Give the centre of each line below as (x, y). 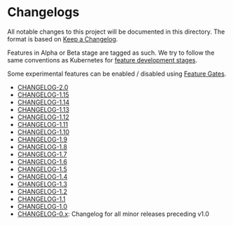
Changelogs (43, 12)
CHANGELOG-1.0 (42, 206)
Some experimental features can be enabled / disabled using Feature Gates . (117, 74)
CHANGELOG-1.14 (43, 102)
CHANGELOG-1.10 (43, 132)
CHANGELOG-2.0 (43, 87)
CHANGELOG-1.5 (42, 169)
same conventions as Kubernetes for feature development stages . (103, 60)
